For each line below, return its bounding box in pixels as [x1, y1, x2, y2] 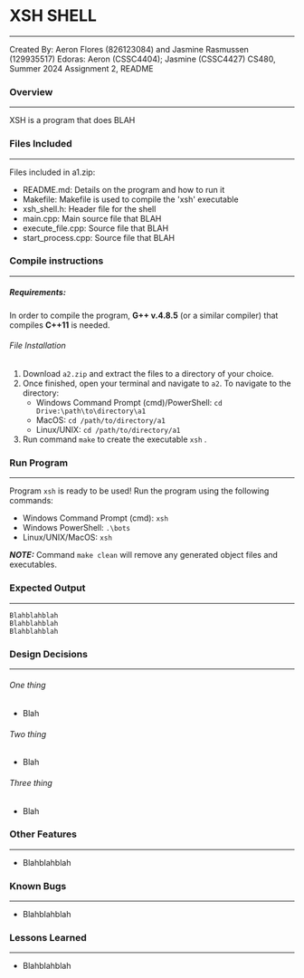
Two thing [9, 728, 47, 739]
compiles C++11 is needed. [9, 319, 110, 331]
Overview [9, 85, 53, 98]
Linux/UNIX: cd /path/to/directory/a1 [35, 425, 181, 435]
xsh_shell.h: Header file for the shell [22, 203, 157, 214]
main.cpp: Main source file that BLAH [22, 213, 162, 224]
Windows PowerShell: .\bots [22, 523, 131, 533]
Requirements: [9, 287, 66, 298]
